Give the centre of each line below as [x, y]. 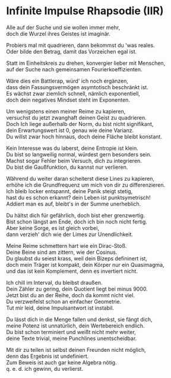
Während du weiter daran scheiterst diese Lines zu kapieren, [80, 178]
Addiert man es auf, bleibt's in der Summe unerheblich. [74, 204]
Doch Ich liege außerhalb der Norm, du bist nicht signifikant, [80, 124]
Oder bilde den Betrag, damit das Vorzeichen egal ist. [72, 51]
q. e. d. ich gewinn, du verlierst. [45, 368]
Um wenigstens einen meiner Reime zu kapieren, [66, 111]
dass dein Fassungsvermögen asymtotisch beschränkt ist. [77, 87]
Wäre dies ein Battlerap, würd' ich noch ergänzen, [67, 81]
